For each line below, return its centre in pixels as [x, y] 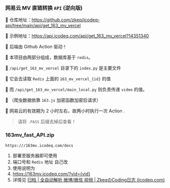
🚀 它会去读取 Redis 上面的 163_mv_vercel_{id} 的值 [58, 79]
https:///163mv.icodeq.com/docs [39, 145]
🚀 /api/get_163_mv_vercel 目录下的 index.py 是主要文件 [63, 68]
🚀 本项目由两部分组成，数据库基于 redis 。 [49, 57]
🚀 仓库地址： [18, 20]
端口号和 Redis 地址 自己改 [40, 162]
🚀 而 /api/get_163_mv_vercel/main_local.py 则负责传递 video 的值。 [76, 90]
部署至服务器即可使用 [35, 156]
